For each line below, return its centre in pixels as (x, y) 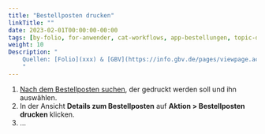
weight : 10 (26, 45)
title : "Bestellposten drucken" (61, 15)
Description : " (33, 52)
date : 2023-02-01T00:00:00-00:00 (63, 30)
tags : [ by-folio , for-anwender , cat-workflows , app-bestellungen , (119, 37)
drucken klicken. (47, 114)
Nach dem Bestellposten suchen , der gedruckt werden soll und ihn (128, 89)
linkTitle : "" (32, 23)
